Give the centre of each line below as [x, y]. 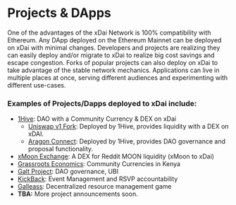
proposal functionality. [61, 149]
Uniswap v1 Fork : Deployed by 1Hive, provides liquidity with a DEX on [128, 127]
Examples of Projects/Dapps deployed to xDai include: [102, 103]
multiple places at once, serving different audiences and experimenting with [118, 77]
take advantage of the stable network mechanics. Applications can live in [113, 70]
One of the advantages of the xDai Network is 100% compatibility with [109, 33]
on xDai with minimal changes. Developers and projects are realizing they [114, 47]
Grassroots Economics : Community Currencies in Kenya [99, 164]
